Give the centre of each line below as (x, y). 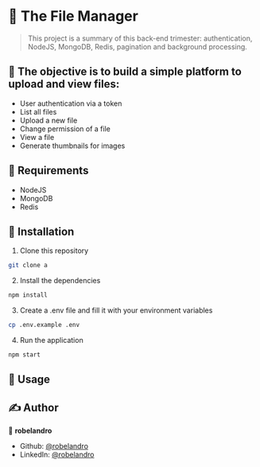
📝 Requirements (49, 171)
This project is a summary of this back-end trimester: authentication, (140, 38)
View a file (37, 137)
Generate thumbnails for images (72, 146)
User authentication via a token (71, 103)
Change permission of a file (65, 128)
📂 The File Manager (74, 16)
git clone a (28, 266)
